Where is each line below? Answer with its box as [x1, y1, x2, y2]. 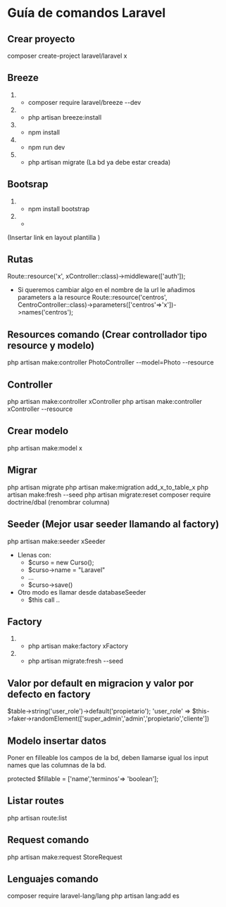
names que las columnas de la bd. [7, 761, 107, 769]
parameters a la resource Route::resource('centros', [17, 293, 168, 302]
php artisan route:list [7, 813, 68, 822]
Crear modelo [7, 425, 69, 437]
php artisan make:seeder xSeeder [7, 537, 106, 545]
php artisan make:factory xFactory [27, 642, 128, 650]
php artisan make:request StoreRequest [7, 853, 123, 861]
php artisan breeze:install [27, 113, 102, 121]
